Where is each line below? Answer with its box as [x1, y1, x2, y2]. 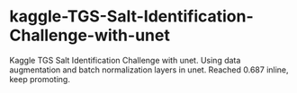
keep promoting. [9, 73, 70, 84]
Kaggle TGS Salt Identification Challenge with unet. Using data [9, 55, 241, 65]
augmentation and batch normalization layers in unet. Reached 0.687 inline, [9, 64, 290, 75]
